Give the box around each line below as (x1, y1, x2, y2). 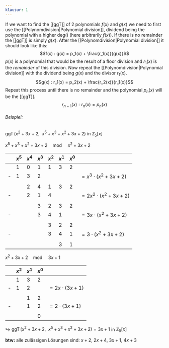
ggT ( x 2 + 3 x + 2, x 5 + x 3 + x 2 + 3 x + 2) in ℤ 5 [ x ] (5, 130, 103, 138)
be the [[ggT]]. (5, 94, 36, 100)
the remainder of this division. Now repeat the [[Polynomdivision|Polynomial (5, 65, 163, 71)
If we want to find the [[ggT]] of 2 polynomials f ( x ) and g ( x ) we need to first (5, 21, 161, 27)
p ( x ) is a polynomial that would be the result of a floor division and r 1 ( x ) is (5, 58, 157, 65)
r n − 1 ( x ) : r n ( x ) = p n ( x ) (62, 102, 107, 109)
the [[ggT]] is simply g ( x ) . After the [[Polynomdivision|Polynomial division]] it (5, 37, 164, 43)
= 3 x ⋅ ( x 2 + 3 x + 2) (81, 211, 127, 219)
